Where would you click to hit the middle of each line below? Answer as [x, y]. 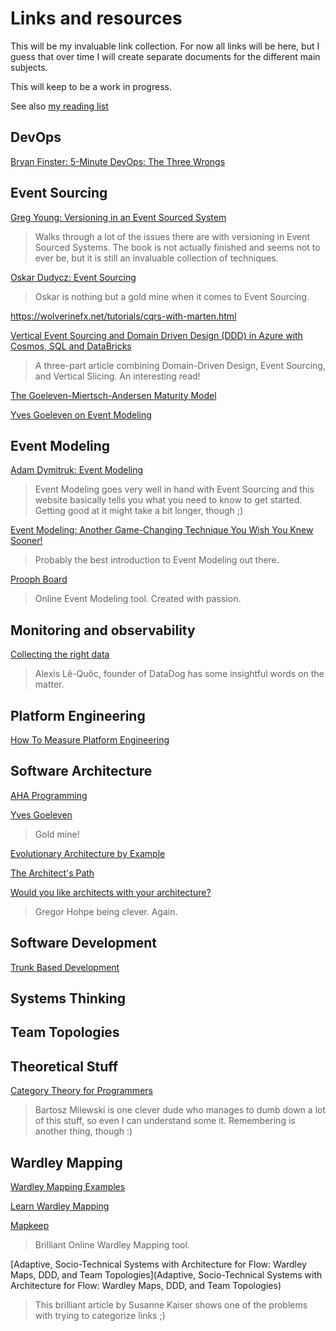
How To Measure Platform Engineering [90, 740]
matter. [49, 684]
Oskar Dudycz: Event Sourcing [73, 277]
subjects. [29, 67]
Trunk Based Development [65, 967]
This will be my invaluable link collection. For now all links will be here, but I [165, 46]
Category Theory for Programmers [81, 1091]
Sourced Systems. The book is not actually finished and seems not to [177, 247]
